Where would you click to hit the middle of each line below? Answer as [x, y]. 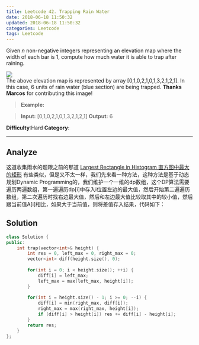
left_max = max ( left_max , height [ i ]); [86, 281]
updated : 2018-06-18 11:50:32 [44, 23]
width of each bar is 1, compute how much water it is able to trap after [92, 57]
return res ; [42, 325]
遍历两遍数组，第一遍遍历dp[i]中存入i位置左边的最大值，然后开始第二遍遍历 [98, 189]
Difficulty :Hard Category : [38, 128]
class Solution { [28, 237]
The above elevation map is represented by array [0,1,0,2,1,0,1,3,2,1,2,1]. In [96, 81]
